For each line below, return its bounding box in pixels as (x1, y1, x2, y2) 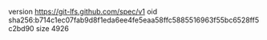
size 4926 (35, 24, 70, 33)
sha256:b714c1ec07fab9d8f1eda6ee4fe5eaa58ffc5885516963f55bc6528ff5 (8, 15, 259, 25)
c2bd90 (8, 24, 34, 33)
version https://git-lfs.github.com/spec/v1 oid (8, 7, 158, 16)
